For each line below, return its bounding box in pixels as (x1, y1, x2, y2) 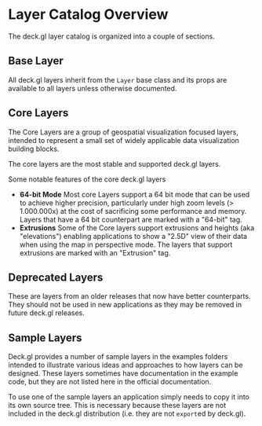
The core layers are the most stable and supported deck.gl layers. (8, 159, 221, 168)
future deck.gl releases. (8, 308, 85, 318)
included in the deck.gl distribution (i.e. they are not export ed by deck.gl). (8, 409, 246, 418)
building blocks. (8, 144, 60, 153)
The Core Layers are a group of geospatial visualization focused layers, (8, 127, 239, 137)
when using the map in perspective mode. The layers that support (19, 240, 233, 249)
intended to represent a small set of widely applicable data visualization (8, 135, 239, 145)
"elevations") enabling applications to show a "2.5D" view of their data (19, 231, 248, 241)
